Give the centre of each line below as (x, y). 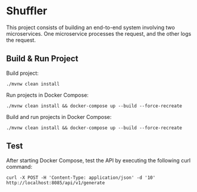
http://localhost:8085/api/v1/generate (56, 182)
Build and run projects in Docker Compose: (59, 117)
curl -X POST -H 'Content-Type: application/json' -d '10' (81, 177)
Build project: (22, 73)
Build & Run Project (42, 59)
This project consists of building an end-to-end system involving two (91, 27)
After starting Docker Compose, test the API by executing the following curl (98, 160)
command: (19, 166)
